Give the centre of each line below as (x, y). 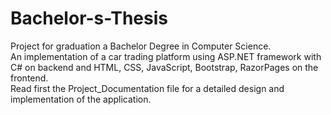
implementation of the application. (81, 99)
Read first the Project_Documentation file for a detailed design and (147, 88)
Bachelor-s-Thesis (89, 18)
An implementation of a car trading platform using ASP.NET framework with (166, 56)
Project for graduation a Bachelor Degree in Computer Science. (141, 46)
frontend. (29, 78)
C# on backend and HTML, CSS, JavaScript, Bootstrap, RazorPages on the (164, 67)
